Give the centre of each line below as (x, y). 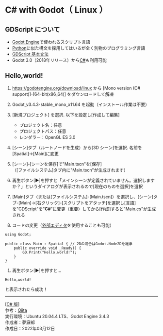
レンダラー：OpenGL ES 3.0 (47, 137)
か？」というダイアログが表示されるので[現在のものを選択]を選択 (77, 186)
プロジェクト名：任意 (41, 125)
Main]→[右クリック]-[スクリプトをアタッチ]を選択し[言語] (78, 202)
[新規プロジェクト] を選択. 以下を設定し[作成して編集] (66, 115)
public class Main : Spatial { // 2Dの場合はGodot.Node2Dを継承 (69, 244)
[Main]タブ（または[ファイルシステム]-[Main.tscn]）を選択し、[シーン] (83, 197)
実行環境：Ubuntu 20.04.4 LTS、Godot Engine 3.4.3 (57, 316)
